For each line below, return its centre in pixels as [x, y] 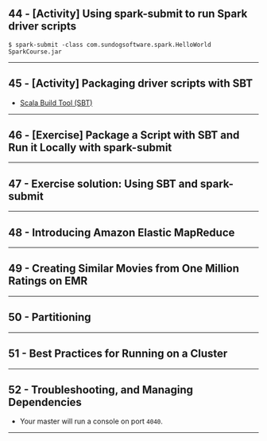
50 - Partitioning [50, 317]
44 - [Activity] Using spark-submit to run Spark [128, 14]
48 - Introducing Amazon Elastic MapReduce [122, 232]
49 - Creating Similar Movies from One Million [124, 269]
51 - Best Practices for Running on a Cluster [118, 354]
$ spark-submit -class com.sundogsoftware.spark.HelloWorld [110, 45]
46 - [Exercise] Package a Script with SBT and [124, 135]
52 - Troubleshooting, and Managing [101, 390]
